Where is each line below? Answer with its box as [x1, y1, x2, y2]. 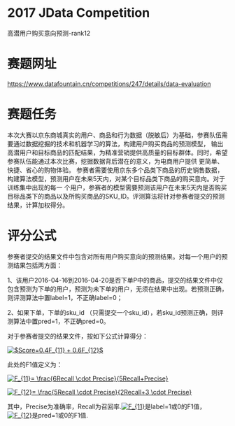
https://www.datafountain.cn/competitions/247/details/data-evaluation [7, 79, 211, 88]
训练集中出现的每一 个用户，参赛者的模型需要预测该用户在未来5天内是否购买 [7, 183, 227, 192]
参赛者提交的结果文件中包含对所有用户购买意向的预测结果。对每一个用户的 [7, 252, 222, 260]
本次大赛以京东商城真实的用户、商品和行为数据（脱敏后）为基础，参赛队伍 [7, 131, 222, 139]
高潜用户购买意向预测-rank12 [7, 29, 91, 37]
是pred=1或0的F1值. [31, 411, 89, 419]
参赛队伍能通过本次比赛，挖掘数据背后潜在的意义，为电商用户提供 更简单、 [7, 157, 224, 165]
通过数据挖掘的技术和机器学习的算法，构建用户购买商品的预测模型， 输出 [13, 139, 224, 148]
